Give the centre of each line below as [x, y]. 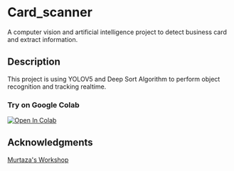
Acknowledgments [50, 143]
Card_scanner [50, 12]
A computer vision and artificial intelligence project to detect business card [117, 32]
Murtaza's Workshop [38, 160]
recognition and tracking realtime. [57, 87]
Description [34, 62]
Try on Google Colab [43, 105]
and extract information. [43, 39]
